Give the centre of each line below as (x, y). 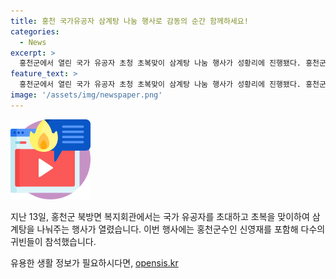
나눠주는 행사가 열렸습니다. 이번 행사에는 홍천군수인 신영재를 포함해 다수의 (181, 229)
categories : (35, 31)
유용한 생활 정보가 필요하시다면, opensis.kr (94, 262)
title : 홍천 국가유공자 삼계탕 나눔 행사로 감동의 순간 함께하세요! (129, 21)
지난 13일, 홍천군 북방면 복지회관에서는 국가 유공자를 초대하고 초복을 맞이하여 (160, 216)
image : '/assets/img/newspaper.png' (86, 95)
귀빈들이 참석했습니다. (53, 241)
